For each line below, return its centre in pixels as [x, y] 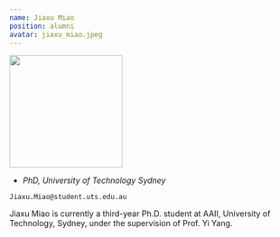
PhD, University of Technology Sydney [94, 180]
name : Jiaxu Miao [42, 18]
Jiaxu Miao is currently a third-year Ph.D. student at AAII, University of [140, 214]
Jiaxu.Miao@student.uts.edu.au [68, 197]
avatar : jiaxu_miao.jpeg [56, 34]
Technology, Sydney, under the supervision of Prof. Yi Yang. [121, 223]
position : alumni [42, 26]
